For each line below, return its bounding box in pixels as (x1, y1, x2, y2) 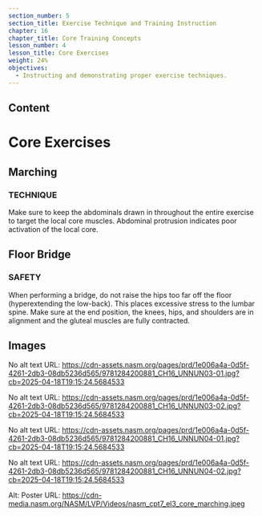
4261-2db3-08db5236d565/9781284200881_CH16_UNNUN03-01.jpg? (8, 368, 240, 378)
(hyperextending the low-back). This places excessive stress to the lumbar (8, 299, 255, 308)
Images (8, 339, 46, 352)
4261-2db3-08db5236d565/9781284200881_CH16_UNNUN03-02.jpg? (8, 401, 241, 411)
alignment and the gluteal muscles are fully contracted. (8, 315, 191, 325)
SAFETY (8, 272, 42, 283)
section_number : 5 (8, 11, 70, 20)
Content (8, 101, 50, 115)
